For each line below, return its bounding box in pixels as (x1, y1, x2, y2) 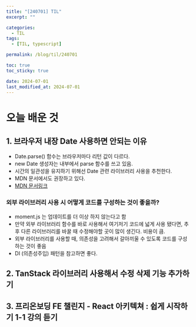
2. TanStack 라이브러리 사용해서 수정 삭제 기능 (6, 269, 167, 279)
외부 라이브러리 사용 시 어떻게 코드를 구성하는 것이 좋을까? (6, 198, 160, 206)
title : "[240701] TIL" (6, 8, 62, 15)
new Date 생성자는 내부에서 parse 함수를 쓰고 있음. (14, 160, 134, 168)
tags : (6, 36, 19, 42)
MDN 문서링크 (14, 182, 48, 189)
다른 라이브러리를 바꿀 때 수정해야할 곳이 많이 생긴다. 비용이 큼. (21, 228, 165, 235)
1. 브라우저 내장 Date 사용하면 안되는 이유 (6, 136, 147, 146)
